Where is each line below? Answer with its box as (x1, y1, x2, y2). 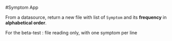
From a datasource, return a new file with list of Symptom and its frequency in (5, 14, 167, 20)
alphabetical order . (5, 20, 47, 26)
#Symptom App (5, 5, 39, 10)
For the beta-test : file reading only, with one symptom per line (5, 30, 138, 35)
